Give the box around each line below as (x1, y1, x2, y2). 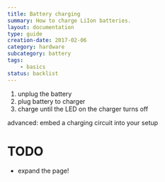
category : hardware (7, 43, 65, 50)
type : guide (7, 30, 42, 38)
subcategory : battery (7, 50, 72, 58)
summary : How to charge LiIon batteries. (7, 17, 132, 24)
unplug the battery (17, 90, 72, 98)
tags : (7, 57, 23, 64)
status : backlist (7, 70, 59, 77)
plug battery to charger (17, 97, 86, 105)
